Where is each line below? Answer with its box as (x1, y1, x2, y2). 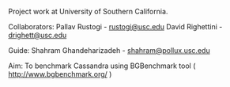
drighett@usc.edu (8, 31, 67, 40)
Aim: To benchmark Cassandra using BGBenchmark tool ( (8, 61, 196, 70)
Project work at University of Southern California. (8, 7, 168, 16)
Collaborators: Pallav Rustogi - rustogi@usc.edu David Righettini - (8, 22, 223, 31)
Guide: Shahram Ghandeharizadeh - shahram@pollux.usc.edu (8, 46, 211, 55)
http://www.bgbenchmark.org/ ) (8, 70, 112, 78)
